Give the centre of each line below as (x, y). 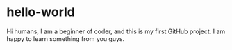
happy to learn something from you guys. (66, 38)
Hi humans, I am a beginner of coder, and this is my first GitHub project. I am (116, 31)
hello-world (41, 12)
